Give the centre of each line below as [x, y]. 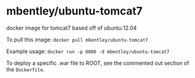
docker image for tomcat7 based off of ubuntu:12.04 [72, 28]
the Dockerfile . [25, 69]
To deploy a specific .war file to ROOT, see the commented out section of [98, 63]
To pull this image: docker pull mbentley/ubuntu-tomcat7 [77, 39]
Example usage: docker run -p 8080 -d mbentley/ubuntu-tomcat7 [88, 51]
